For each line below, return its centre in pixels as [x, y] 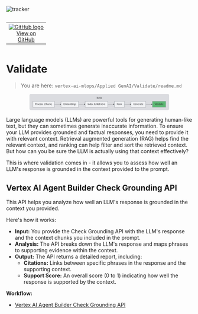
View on [26, 33]
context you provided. [33, 208]
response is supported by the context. [70, 282]
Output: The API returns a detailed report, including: [78, 257]
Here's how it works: [31, 220]
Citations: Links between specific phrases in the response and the [105, 263]
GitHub [26, 39]
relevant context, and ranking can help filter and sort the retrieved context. [97, 145]
